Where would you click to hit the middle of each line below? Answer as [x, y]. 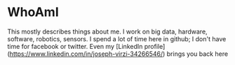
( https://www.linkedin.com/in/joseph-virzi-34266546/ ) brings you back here [118, 54]
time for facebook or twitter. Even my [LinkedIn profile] [86, 46]
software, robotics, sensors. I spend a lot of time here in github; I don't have [117, 38]
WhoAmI [33, 12]
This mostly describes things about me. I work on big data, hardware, [108, 31]
